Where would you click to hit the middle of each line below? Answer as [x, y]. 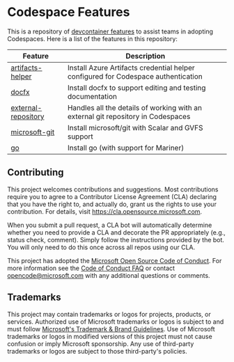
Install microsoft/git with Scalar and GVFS [135, 127]
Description [146, 56]
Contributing [36, 172]
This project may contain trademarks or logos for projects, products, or [109, 314]
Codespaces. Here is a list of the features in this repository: [92, 38]
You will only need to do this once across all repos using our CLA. [101, 247]
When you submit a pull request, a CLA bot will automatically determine [110, 225]
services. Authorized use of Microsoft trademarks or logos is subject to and [116, 322]
